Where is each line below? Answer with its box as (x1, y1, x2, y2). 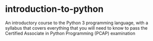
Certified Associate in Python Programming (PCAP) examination (5, 30, 136, 36)
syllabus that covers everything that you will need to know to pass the (5, 25, 148, 31)
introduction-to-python (5, 3, 104, 15)
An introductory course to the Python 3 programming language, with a (5, 20, 149, 26)
